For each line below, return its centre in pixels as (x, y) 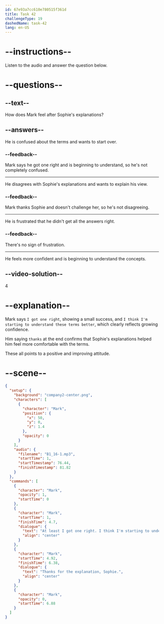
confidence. (17, 329)
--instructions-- (38, 52)
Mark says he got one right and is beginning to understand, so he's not (76, 165)
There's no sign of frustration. (35, 245)
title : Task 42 (20, 14)
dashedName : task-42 (26, 23)
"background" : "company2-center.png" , (53, 395)
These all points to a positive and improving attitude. (58, 353)
